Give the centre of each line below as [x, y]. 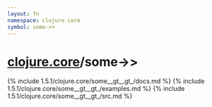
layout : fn [23, 14]
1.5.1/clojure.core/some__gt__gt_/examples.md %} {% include [96, 89]
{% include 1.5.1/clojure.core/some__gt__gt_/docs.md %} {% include [106, 81]
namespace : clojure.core [44, 20]
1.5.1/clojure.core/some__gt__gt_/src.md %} [70, 96]
